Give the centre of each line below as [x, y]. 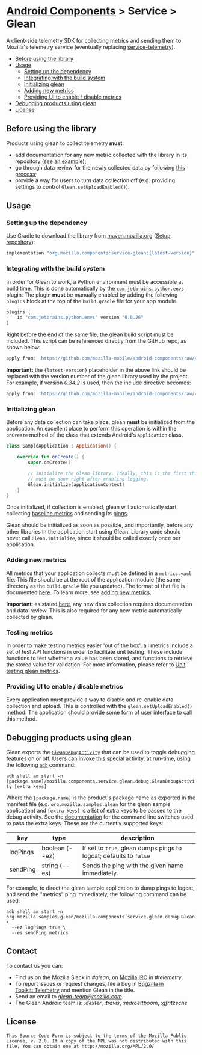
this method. [22, 719]
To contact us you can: [35, 965]
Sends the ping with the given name [133, 866]
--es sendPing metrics [40, 933]
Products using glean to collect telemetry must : [65, 143]
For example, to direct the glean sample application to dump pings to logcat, [101, 888]
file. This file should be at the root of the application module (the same [93, 579]
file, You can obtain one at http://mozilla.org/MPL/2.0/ [80, 1046]
